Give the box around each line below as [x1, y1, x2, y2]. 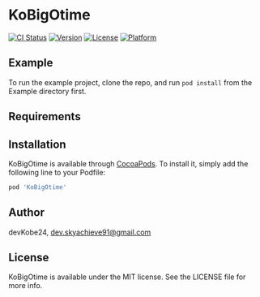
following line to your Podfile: [8, 167, 106, 177]
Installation [8, 137, 66, 151]
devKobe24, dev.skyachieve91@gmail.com [8, 227, 151, 237]
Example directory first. [8, 86, 87, 96]
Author [8, 205, 45, 220]
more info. [8, 281, 43, 291]
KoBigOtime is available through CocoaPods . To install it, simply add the [8, 158, 249, 168]
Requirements [8, 110, 81, 123]
